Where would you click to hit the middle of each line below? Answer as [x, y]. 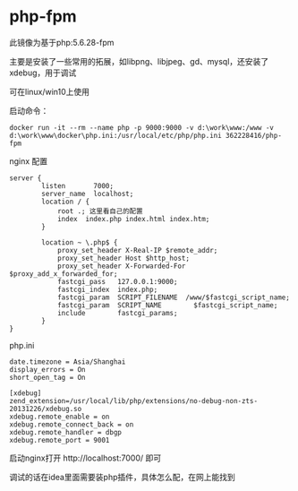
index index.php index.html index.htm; [133, 219]
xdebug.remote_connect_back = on [72, 424]
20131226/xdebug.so [46, 409]
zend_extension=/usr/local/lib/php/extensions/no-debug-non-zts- [133, 401]
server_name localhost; [88, 194]
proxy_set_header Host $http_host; [123, 258]
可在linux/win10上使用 [50, 91]
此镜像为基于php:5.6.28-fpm [62, 42]
